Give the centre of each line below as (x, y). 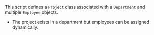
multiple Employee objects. (32, 12)
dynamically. (25, 27)
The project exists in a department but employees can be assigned (80, 22)
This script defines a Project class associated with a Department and (75, 7)
